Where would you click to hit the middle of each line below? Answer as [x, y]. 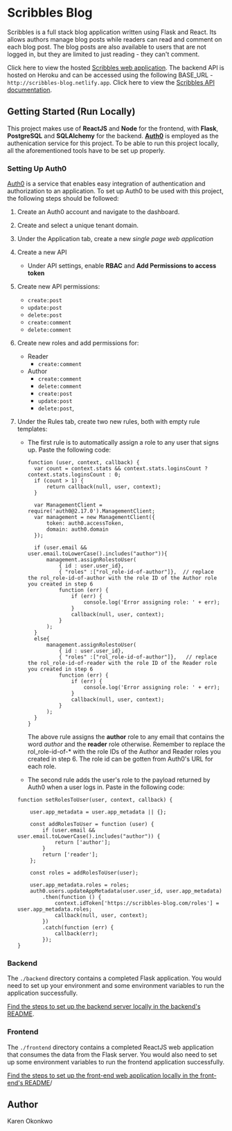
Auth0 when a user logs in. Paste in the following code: [106, 787]
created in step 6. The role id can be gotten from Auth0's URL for [120, 759]
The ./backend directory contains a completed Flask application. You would [114, 978]
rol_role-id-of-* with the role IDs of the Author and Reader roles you [124, 752]
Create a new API [42, 252]
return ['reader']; [70, 855]
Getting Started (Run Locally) [71, 112]
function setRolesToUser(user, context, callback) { [95, 800]
